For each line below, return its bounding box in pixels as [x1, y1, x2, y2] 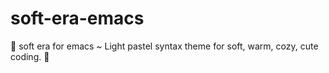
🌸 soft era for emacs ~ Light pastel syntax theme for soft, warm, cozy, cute [10, 40, 319, 52]
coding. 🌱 [10, 50, 50, 62]
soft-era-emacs [10, 7, 145, 30]
